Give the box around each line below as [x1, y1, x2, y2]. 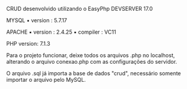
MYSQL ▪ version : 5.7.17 [6, 17, 68, 23]
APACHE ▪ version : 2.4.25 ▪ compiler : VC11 [6, 28, 116, 35]
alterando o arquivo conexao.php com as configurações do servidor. [6, 58, 177, 65]
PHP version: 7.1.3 [6, 40, 50, 47]
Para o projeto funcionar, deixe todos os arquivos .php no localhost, [6, 52, 176, 59]
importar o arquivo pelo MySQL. [6, 76, 86, 83]
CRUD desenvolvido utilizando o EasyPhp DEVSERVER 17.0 [6, 5, 153, 12]
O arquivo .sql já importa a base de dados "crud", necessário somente [6, 70, 182, 77]
